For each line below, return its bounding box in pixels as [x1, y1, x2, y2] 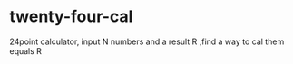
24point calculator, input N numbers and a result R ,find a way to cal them [9, 36, 285, 47]
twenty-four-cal [9, 6, 133, 27]
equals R [9, 45, 43, 56]
